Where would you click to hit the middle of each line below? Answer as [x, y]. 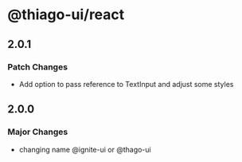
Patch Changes [38, 67]
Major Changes [38, 132]
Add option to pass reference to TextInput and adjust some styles [126, 84]
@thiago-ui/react [66, 15]
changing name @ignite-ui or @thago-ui [85, 149]
